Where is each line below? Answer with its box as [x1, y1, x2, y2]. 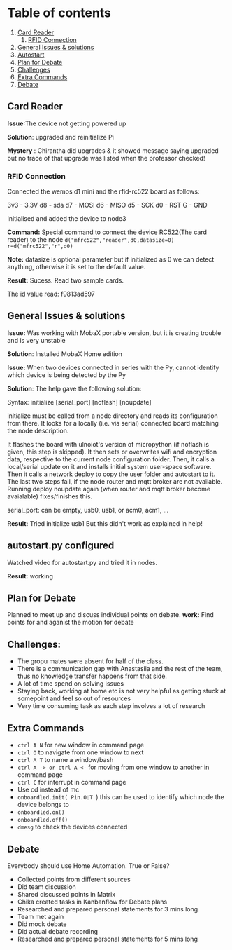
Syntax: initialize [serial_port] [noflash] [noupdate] [7, 398, 152, 406]
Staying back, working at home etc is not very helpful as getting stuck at [17, 687, 226, 695]
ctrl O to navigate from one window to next [17, 748, 144, 756]
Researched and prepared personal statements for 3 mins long [17, 904, 198, 913]
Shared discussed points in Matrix [17, 890, 116, 898]
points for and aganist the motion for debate [7, 618, 134, 627]
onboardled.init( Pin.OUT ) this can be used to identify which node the [17, 793, 225, 801]
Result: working [7, 571, 54, 580]
